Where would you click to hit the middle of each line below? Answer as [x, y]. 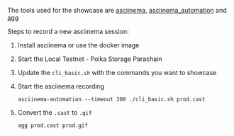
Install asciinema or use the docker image [78, 45]
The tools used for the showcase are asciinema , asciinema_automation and [117, 10]
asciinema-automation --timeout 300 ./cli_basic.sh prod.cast [111, 99]
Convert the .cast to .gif [55, 112]
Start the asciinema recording [61, 86]
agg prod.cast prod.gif [53, 125]
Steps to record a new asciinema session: [68, 32]
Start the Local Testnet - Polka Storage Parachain [90, 59]
